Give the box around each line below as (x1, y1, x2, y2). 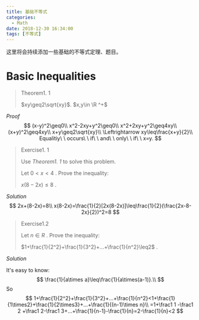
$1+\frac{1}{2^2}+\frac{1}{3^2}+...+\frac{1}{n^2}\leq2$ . (20, 243, 158, 250)
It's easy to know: (6, 267, 50, 274)
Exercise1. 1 (20, 146, 50, 153)
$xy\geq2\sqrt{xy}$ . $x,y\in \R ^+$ (20, 101, 108, 108)
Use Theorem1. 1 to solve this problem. (20, 158, 117, 165)
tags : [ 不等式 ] (6, 31, 42, 37)
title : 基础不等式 (6, 8, 48, 15)
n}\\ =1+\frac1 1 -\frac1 (139, 301, 194, 309)
